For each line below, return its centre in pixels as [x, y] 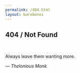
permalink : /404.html [28, 10]
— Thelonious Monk [26, 66]
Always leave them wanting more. [40, 56]
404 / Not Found [31, 35]
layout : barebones [24, 14]
